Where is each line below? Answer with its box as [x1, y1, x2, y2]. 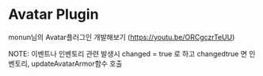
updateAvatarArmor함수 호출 [31, 59, 123, 68]
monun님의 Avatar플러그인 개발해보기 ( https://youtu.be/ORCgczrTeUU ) [8, 32, 235, 42]
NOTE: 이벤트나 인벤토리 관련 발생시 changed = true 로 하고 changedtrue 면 [8, 49, 248, 58]
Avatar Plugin [8, 5, 99, 24]
